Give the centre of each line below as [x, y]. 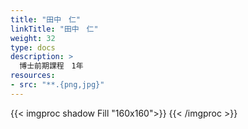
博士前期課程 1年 [51, 66]
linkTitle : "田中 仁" [54, 29]
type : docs [33, 47]
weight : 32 [33, 38]
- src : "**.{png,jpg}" [57, 85]
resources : [33, 76]
